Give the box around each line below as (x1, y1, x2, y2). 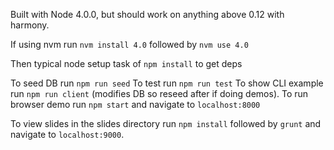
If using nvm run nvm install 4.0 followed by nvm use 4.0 (10, 39, 249, 50)
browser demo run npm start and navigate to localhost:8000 (10, 99, 261, 110)
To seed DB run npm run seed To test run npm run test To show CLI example (10, 77, 324, 89)
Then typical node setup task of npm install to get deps (10, 58, 243, 69)
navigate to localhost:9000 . (10, 129, 125, 140)
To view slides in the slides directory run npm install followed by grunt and (10, 118, 322, 129)
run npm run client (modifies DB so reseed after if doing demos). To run (10, 88, 309, 99)
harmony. (10, 19, 50, 31)
